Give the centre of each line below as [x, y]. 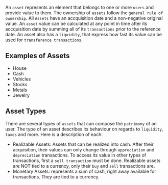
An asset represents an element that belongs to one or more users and [80, 7]
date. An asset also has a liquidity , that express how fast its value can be [84, 34]
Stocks [20, 84]
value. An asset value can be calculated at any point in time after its [76, 23]
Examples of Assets [38, 56]
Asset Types [26, 111]
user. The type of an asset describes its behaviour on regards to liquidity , [84, 129]
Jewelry [21, 95]
